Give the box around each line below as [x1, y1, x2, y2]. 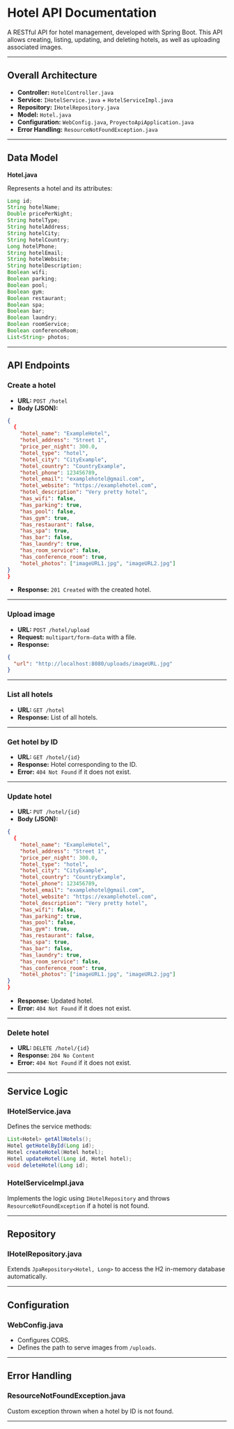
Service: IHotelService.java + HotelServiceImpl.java [17, 96, 173, 104]
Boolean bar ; [7, 308, 45, 315]
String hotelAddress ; [7, 223, 70, 231]
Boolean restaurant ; [7, 294, 68, 301]
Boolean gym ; [7, 288, 45, 295]
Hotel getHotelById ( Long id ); [7, 1142, 95, 1149]
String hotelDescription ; [7, 262, 82, 269]
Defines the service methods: [7, 1122, 92, 1131]
